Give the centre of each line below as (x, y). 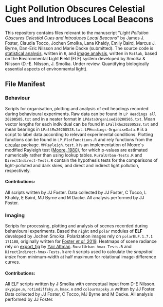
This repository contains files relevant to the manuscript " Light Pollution (77, 33)
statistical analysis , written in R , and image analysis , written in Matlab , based (81, 53)
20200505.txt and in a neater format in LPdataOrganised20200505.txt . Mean (80, 119)
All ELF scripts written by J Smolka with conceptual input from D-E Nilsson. (80, 284)
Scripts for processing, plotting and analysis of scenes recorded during (76, 226)
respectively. (18, 171)
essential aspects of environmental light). (46, 68)
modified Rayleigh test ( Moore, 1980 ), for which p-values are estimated (76, 150)
